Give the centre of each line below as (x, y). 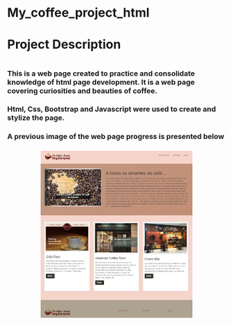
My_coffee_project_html (78, 13)
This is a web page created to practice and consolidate (101, 73)
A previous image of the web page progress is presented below (116, 137)
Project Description (64, 45)
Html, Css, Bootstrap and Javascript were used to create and (112, 109)
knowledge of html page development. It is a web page (101, 82)
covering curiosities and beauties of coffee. (82, 90)
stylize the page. (36, 118)
